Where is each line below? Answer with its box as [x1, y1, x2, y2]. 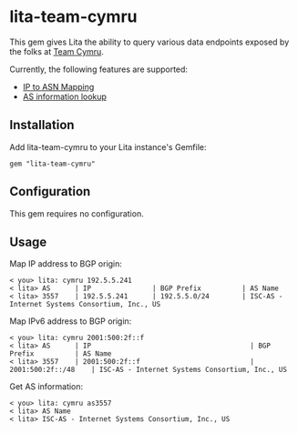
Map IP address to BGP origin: [9, 258, 123, 269]
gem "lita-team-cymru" [9, 159, 96, 168]
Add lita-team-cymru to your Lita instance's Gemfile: [9, 141, 207, 152]
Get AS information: [9, 381, 84, 392]
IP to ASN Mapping [22, 81, 95, 92]
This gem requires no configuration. [9, 207, 144, 219]
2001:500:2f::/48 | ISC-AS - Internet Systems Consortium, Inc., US [9, 366, 287, 375]
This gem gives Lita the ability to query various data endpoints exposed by [9, 36, 290, 47]
